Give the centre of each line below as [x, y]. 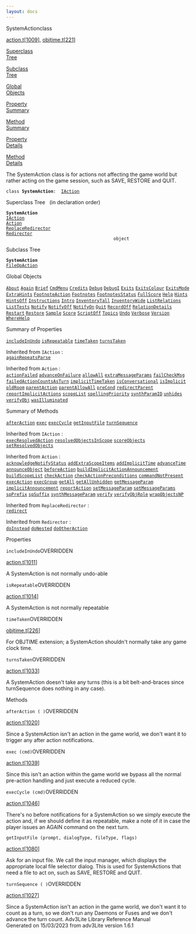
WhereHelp [18, 318]
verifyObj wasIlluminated [37, 400]
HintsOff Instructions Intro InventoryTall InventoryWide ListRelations [94, 301]
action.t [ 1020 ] [23, 722]
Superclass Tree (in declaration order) [53, 202]
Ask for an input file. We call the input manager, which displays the [86, 860]
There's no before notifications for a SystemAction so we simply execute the [98, 814]
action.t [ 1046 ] [23, 803]
